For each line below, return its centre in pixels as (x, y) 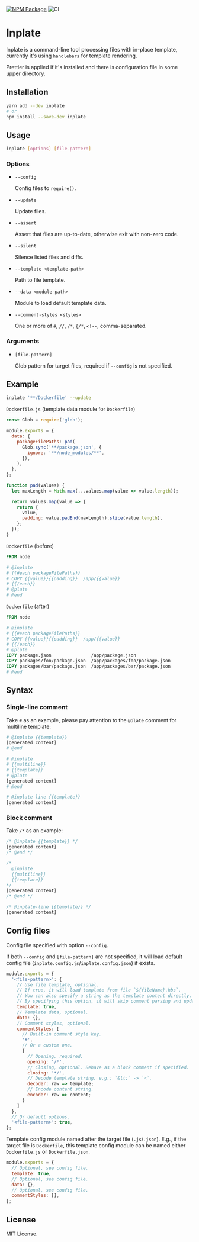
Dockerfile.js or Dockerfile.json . (48, 1152)
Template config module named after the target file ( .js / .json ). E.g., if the (96, 1139)
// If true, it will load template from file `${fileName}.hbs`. (99, 990)
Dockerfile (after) (28, 606)
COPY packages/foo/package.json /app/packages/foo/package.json (88, 661)
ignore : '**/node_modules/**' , (66, 453)
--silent (25, 246)
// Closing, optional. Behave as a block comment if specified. (108, 1067)
